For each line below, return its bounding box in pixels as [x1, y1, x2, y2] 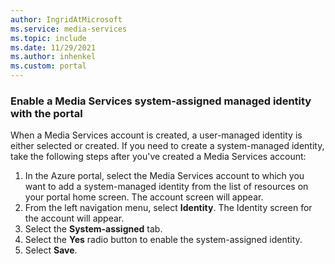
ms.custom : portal [10, 61, 87, 71]
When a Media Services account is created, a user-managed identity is [10, 129, 303, 141]
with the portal [10, 106, 83, 120]
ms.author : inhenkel [10, 52, 97, 62]
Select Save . [24, 244, 78, 256]
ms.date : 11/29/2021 [10, 42, 97, 53]
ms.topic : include [10, 33, 87, 43]
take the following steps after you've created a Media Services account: [10, 151, 307, 163]
